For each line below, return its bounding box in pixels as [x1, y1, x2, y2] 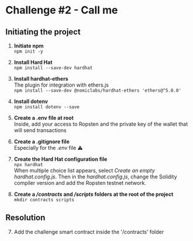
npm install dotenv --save [13, 104, 80, 110]
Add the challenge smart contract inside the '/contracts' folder [13, 228, 164, 235]
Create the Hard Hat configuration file [13, 156, 107, 163]
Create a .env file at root [13, 115, 74, 121]
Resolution [5, 213, 45, 223]
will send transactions [13, 127, 66, 133]
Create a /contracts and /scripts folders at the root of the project [13, 191, 174, 198]
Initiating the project [5, 27, 81, 37]
